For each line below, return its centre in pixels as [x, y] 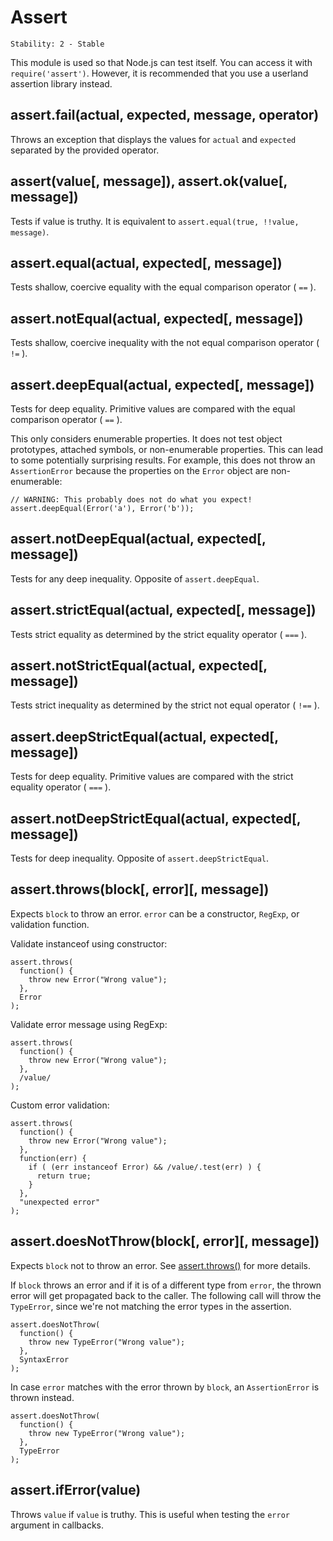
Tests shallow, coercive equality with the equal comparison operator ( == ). [163, 287]
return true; [64, 1176]
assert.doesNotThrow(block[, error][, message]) [165, 1241]
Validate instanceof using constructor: [89, 943]
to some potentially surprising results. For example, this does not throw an [163, 460]
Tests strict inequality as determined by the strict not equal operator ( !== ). [165, 705]
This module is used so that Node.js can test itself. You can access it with [161, 62]
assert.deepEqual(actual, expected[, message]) [162, 384]
